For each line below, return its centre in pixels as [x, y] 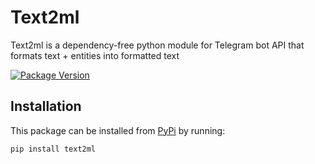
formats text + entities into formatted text [95, 55]
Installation [46, 106]
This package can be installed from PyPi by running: [118, 130]
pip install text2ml [53, 149]
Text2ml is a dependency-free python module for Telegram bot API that [157, 45]
